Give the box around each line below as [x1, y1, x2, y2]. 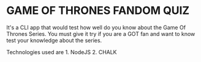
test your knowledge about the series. [6, 36, 102, 44]
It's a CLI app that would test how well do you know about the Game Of [6, 24, 186, 31]
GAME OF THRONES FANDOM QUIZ [6, 4, 190, 18]
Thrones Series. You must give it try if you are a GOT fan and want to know [6, 30, 195, 37]
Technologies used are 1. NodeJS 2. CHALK [6, 48, 118, 55]
